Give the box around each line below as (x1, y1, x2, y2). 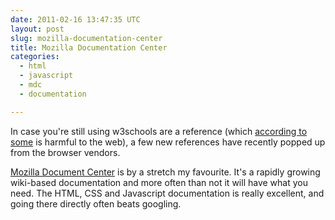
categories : (10, 52, 60, 62)
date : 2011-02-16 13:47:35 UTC (10, 14, 141, 25)
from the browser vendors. (10, 146, 121, 158)
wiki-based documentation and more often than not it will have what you (10, 176, 308, 188)
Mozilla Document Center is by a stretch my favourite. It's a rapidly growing (10, 166, 321, 178)
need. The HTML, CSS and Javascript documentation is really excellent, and (10, 187, 325, 199)
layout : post (10, 24, 65, 34)
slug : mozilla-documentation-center (10, 33, 163, 43)
